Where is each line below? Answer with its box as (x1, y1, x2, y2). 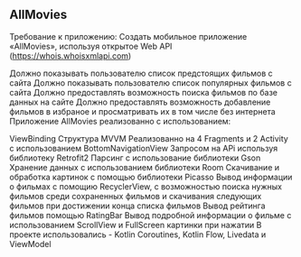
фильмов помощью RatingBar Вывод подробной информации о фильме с (9, 209, 292, 220)
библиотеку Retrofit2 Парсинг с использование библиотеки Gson (9, 152, 261, 163)
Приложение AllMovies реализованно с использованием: (9, 115, 231, 126)
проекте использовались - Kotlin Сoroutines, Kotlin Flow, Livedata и (9, 229, 267, 240)
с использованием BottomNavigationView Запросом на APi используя (9, 142, 278, 153)
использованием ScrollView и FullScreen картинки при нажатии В (9, 219, 262, 230)
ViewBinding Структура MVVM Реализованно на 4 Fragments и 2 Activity (9, 133, 289, 143)
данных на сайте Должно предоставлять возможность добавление (9, 96, 271, 107)
